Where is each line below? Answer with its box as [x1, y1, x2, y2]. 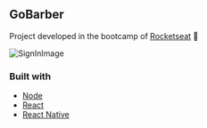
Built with [9, 70, 52, 83]
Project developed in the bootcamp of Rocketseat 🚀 [9, 30, 199, 41]
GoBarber [9, 7, 64, 22]
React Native [21, 109, 70, 120]
